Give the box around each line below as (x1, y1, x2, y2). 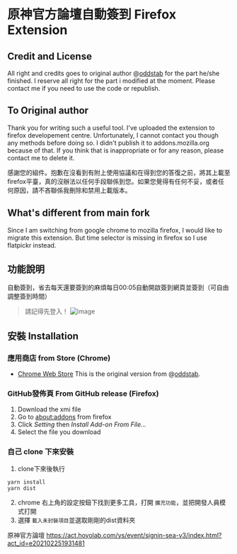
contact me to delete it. (7, 153, 75, 162)
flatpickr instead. (7, 240, 57, 249)
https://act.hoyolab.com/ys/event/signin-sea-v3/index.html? (45, 531, 222, 539)
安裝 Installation (7, 330, 79, 342)
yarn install (7, 478, 46, 486)
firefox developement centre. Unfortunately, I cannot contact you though (7, 131, 219, 139)
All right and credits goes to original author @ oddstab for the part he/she (7, 69, 220, 77)
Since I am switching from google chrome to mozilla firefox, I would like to (7, 226, 223, 234)
